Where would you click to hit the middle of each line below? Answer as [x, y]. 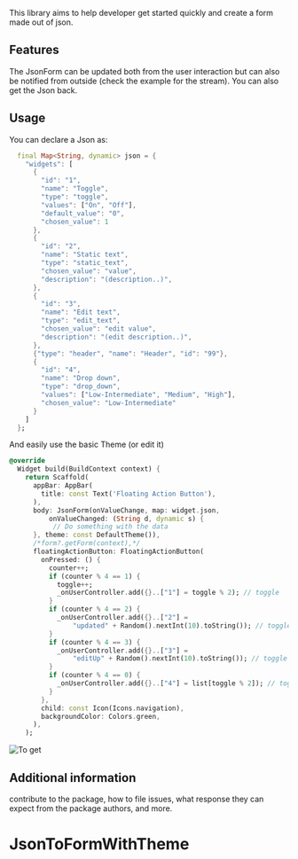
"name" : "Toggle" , [75, 189]
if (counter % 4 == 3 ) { [94, 642]
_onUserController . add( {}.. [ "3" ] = [122, 651]
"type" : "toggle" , [75, 197]
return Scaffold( [57, 478]
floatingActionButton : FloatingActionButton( [118, 551]
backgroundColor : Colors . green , [101, 716]
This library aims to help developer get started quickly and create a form [141, 13]
